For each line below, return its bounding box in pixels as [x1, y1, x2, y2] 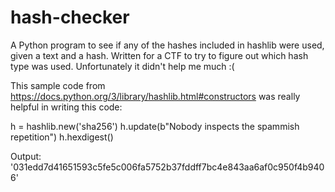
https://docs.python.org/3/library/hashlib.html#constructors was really [10, 90, 301, 102]
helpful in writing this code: [10, 101, 123, 113]
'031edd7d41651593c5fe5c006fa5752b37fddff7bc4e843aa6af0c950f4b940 [10, 161, 325, 173]
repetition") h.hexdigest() [10, 131, 114, 143]
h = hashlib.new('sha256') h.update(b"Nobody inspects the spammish [10, 120, 300, 132]
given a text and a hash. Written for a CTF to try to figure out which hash [10, 49, 309, 61]
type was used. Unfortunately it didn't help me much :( [10, 60, 235, 72]
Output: [10, 150, 42, 162]
